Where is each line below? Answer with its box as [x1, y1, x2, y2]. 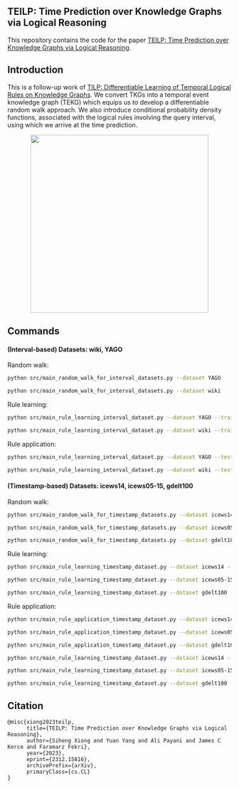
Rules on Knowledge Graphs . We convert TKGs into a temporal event [7, 90, 209, 99]
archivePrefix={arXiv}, [26, 762, 97, 769]
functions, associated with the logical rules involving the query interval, [7, 113, 216, 122]
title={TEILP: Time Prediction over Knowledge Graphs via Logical [26, 725, 228, 732]
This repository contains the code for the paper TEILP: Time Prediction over [7, 36, 229, 44]
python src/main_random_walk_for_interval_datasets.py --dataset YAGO [7, 375, 221, 382]
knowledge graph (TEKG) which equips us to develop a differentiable [7, 97, 210, 106]
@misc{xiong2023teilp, [7, 718, 75, 725]
